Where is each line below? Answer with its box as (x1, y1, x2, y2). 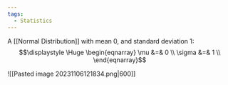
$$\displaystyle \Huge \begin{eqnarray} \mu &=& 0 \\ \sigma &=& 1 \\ (19, 48, 221, 56)
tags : (7, 10, 24, 18)
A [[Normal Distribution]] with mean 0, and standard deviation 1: (7, 36, 195, 45)
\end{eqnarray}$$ (93, 55, 147, 64)
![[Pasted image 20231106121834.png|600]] (7, 69, 136, 78)
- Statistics (14, 17, 53, 24)
